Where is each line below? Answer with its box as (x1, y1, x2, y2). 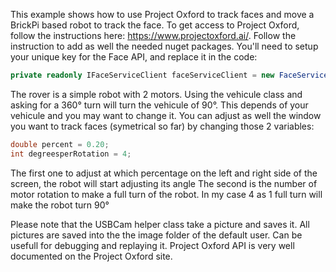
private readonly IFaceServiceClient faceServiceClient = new (10, 70, 275, 80)
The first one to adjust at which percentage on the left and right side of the (10, 167, 318, 179)
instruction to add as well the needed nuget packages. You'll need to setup (10, 40, 319, 52)
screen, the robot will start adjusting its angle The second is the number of (10, 177, 318, 189)
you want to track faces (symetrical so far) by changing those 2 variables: (10, 120, 315, 132)
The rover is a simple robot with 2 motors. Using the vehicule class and (10, 88, 303, 100)
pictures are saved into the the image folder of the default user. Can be (10, 229, 303, 241)
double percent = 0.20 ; (10, 139, 110, 149)
